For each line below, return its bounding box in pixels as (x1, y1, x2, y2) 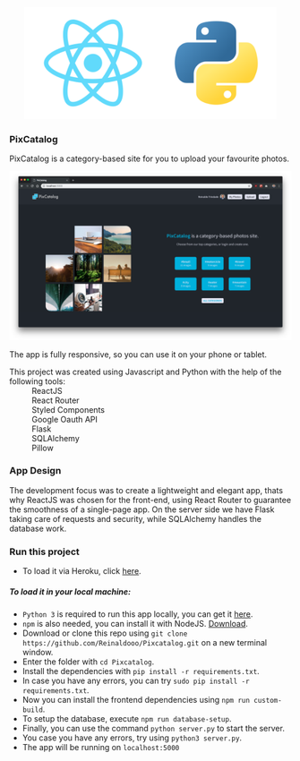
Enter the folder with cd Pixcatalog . (21, 656, 155, 667)
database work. (9, 523, 67, 534)
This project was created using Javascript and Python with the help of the (9, 366, 282, 377)
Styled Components (31, 404, 106, 415)
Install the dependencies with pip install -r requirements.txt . (21, 666, 260, 677)
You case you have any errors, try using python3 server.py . (21, 732, 243, 743)
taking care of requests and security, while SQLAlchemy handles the (9, 513, 262, 524)
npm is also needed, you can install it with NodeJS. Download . (21, 619, 249, 629)
